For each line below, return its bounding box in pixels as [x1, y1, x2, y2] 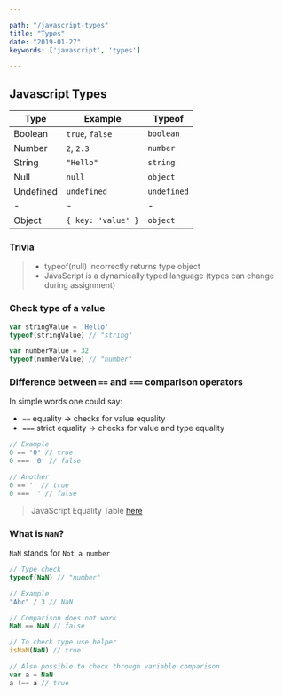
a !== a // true [9, 678, 69, 687]
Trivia [9, 241, 35, 253]
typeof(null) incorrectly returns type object [43, 261, 201, 272]
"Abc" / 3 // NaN [9, 597, 74, 606]
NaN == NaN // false [9, 621, 86, 631]
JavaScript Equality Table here [30, 505, 144, 516]
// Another [9, 473, 50, 482]
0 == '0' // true [9, 448, 74, 458]
